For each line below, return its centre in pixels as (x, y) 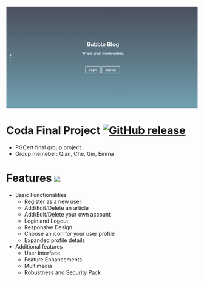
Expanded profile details (55, 240)
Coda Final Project (53, 130)
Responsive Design (48, 227)
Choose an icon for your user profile (70, 233)
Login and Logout (46, 221)
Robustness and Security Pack (63, 272)
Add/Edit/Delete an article (56, 208)
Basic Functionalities (41, 195)
